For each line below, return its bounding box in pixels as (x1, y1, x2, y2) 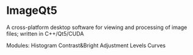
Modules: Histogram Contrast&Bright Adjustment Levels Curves (6, 42, 166, 49)
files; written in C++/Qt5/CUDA (6, 30, 84, 37)
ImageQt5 (6, 4, 58, 18)
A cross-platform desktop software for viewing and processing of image (6, 24, 188, 31)
